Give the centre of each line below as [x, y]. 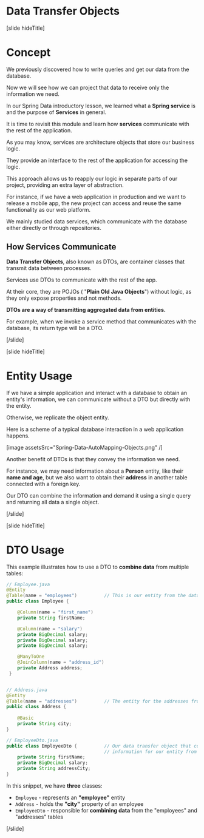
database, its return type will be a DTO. [55, 328]
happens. [18, 436]
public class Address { [36, 707]
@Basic [25, 718]
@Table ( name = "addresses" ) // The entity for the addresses [97, 701]
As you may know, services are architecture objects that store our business [100, 142]
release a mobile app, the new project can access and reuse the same [94, 203]
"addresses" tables [39, 817]
